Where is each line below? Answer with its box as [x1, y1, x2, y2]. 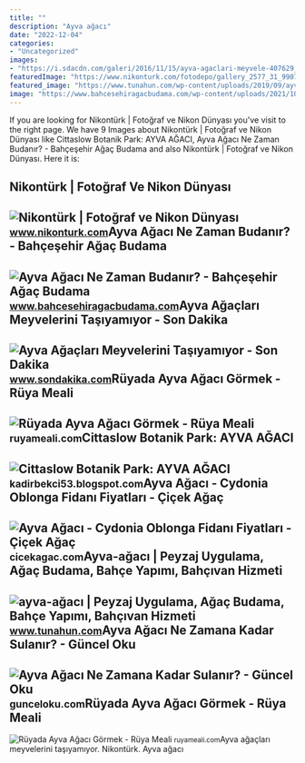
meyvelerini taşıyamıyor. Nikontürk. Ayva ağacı [9, 744, 184, 755]
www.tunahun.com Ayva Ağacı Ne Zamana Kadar [9, 622, 274, 638]
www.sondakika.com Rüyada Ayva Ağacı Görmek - [9, 372, 281, 387]
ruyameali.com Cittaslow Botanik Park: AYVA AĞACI [9, 431, 294, 446]
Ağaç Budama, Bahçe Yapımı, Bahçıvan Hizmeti [9, 563, 283, 579]
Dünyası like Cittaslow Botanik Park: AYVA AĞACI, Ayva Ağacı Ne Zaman [9, 134, 280, 144]
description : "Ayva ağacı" [9, 22, 112, 31]
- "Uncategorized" [9, 47, 79, 56]
